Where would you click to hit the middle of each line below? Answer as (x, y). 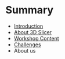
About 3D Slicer (33, 32)
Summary (29, 10)
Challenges (27, 45)
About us (25, 50)
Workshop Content (36, 38)
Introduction (28, 26)
